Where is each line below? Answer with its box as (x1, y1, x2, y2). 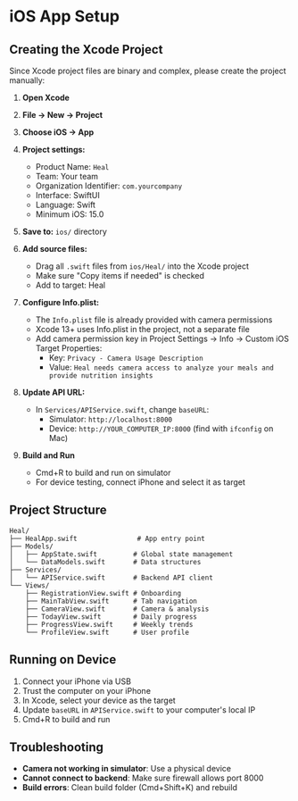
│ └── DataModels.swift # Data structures (9, 557, 202, 566)
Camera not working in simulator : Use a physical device (21, 763, 232, 774)
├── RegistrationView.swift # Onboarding (25, 588, 181, 597)
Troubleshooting (9, 739, 104, 755)
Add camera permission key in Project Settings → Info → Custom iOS (35, 333, 290, 344)
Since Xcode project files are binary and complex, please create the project (9, 65, 287, 76)
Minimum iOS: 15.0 (35, 209, 104, 220)
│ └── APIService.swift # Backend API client (9, 573, 214, 582)
